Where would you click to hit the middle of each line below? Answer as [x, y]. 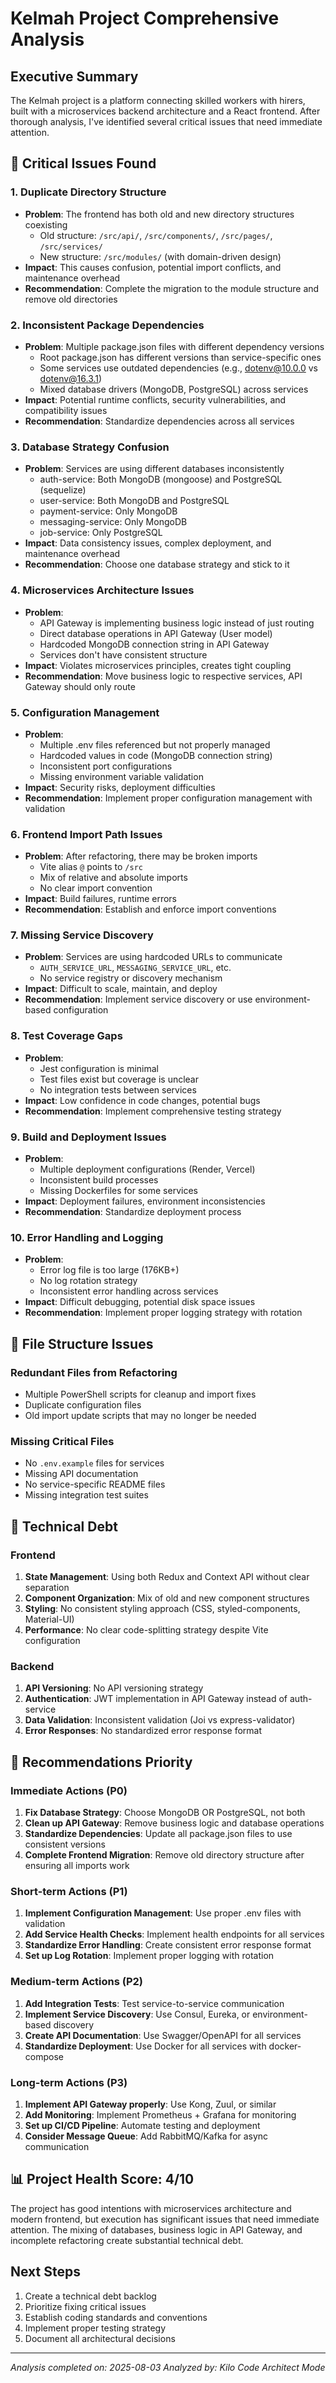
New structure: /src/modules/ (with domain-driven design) [160, 256]
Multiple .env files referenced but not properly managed [155, 744]
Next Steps [45, 2272]
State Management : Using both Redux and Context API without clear [167, 1577]
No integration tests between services [118, 1089]
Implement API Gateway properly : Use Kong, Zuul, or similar [150, 2104]
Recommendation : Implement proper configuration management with [168, 798]
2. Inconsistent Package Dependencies [107, 325]
